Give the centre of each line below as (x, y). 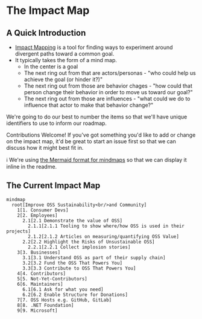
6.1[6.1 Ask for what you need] (63, 289)
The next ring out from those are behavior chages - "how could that (108, 86)
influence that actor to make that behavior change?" (89, 105)
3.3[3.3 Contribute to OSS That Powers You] (79, 268)
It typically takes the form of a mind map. (66, 60)
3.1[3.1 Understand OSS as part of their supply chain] (94, 257)
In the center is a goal (51, 66)
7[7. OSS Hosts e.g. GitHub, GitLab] (65, 300)
